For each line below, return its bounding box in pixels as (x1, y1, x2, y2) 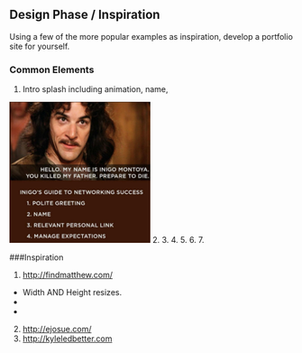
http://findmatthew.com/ (22, 270, 113, 281)
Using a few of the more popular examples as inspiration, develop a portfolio (9, 31, 293, 42)
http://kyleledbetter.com (22, 333, 113, 344)
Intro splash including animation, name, (22, 84, 169, 95)
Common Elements (9, 63, 95, 76)
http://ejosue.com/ (22, 324, 92, 335)
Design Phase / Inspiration (9, 7, 160, 23)
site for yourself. (9, 41, 70, 51)
